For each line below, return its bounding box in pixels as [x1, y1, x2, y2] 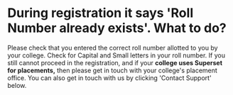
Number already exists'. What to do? [7, 20, 227, 36]
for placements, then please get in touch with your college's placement [7, 66, 218, 74]
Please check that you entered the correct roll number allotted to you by [7, 43, 218, 52]
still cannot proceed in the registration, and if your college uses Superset [7, 58, 222, 67]
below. [7, 81, 27, 89]
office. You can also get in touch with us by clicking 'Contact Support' [7, 73, 212, 82]
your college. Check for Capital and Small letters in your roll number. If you [7, 51, 226, 60]
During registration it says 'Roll [7, 5, 194, 21]
